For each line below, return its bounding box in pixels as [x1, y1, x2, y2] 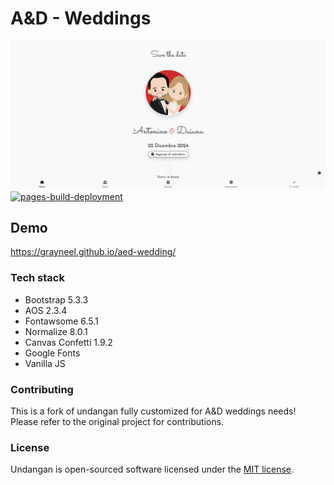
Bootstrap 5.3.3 [24, 293, 89, 306]
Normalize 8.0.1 [24, 325, 88, 337]
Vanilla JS [24, 357, 66, 369]
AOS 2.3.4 [24, 304, 68, 316]
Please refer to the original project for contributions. [10, 416, 225, 428]
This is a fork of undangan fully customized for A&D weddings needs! [10, 405, 297, 417]
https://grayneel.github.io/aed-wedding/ [10, 246, 177, 258]
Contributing [10, 382, 74, 396]
